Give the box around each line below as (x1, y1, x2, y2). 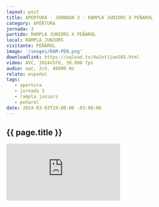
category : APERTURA (6, 20, 56, 26)
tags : (6, 76, 20, 83)
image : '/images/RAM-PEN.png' (6, 49, 83, 55)
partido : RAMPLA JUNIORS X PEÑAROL (6, 32, 96, 38)
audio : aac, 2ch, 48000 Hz (6, 65, 75, 72)
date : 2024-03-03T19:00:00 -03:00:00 (6, 104, 102, 111)
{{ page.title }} (6, 127, 63, 137)
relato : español (6, 71, 47, 77)
